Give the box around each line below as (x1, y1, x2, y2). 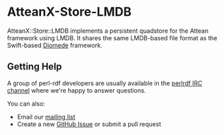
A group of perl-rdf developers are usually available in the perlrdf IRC (7, 79, 203, 87)
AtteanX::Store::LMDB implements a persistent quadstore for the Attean (7, 27, 209, 35)
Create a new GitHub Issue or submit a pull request (16, 120, 162, 128)
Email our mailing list (16, 112, 75, 121)
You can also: (7, 100, 46, 108)
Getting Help (7, 61, 62, 72)
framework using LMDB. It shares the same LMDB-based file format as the (7, 33, 218, 42)
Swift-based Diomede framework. (7, 41, 103, 49)
